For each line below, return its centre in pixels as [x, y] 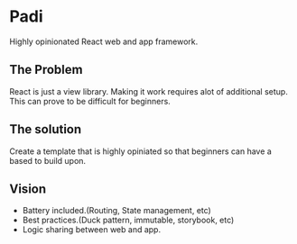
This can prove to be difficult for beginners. [90, 101]
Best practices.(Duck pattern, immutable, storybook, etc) [128, 220]
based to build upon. [48, 160]
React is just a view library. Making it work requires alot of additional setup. [149, 91]
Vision [28, 189]
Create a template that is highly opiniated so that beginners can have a [141, 151]
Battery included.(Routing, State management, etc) [117, 211]
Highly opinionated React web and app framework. [104, 41]
